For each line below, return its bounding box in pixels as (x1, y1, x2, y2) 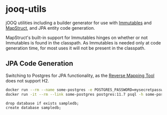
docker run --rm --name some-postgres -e (5, 87, 93, 92)
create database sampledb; (5, 105, 61, 110)
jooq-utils (5, 3, 47, 15)
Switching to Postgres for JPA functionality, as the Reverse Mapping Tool (5, 73, 155, 78)
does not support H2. (5, 77, 49, 83)
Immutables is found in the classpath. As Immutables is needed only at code (5, 39, 161, 45)
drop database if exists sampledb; (5, 101, 79, 106)
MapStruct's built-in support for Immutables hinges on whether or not (5, 35, 148, 40)
